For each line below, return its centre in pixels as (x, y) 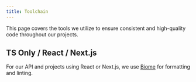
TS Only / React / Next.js (51, 53)
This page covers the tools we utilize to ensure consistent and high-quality (96, 28)
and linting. (20, 73)
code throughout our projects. (42, 34)
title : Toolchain (27, 11)
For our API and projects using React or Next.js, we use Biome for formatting (98, 67)
